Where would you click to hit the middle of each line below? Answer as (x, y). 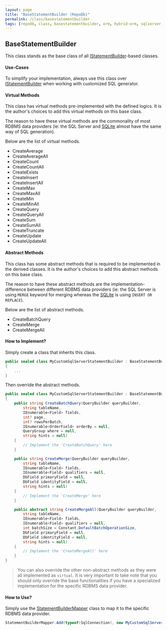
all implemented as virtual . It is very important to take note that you (87, 575)
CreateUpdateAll (29, 241)
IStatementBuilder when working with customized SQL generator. (72, 84)
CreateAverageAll (30, 156)
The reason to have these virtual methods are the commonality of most (78, 121)
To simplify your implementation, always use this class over (66, 78)
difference (16, 289)
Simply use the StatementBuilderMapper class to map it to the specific (77, 609)
